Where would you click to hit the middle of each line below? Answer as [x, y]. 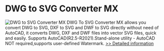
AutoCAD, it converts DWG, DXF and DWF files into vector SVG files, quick [81, 33]
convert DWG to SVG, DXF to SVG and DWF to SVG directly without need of [82, 27]
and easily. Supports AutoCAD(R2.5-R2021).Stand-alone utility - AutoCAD [80, 38]
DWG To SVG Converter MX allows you [106, 22]
